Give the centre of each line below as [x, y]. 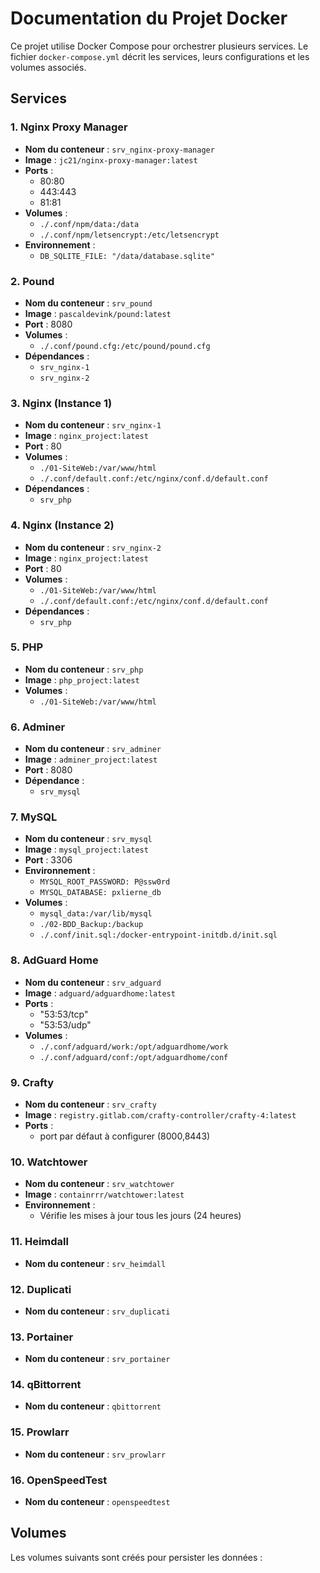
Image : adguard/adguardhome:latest [100, 993]
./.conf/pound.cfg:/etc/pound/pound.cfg [125, 346]
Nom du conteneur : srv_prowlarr [95, 1454]
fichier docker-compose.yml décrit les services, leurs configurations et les [160, 56]
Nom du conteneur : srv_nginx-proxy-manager [119, 149]
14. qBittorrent [46, 1385]
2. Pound [32, 281]
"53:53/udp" [65, 1024]
